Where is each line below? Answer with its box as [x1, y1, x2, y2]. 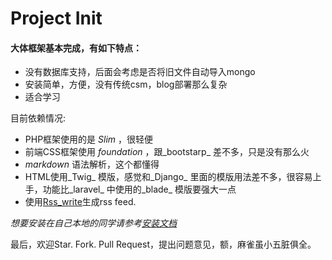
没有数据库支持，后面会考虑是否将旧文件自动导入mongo [24, 66, 256, 78]
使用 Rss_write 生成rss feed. [24, 196, 137, 208]
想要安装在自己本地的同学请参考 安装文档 [10, 217, 177, 229]
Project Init [10, 7, 103, 30]
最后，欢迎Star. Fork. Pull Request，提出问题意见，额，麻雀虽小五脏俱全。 [10, 238, 317, 251]
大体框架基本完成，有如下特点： [10, 42, 142, 54]
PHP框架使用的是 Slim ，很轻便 [24, 133, 153, 146]
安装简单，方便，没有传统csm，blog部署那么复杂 [24, 78, 228, 91]
